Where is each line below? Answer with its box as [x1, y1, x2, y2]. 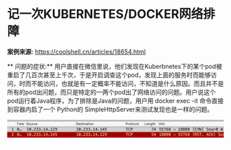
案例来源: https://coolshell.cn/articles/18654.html [7, 47, 146, 56]
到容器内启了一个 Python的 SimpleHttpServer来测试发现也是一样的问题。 [7, 105, 214, 114]
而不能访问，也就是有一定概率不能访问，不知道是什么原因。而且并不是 [25, 79, 224, 87]
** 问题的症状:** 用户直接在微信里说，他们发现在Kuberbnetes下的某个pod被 [7, 62, 222, 70]
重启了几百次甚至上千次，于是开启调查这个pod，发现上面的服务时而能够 [7, 70, 211, 79]
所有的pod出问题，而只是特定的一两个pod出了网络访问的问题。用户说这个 [7, 87, 217, 96]
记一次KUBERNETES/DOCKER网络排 [7, 6, 215, 22]
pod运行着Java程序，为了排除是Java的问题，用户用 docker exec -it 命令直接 [7, 96, 224, 105]
